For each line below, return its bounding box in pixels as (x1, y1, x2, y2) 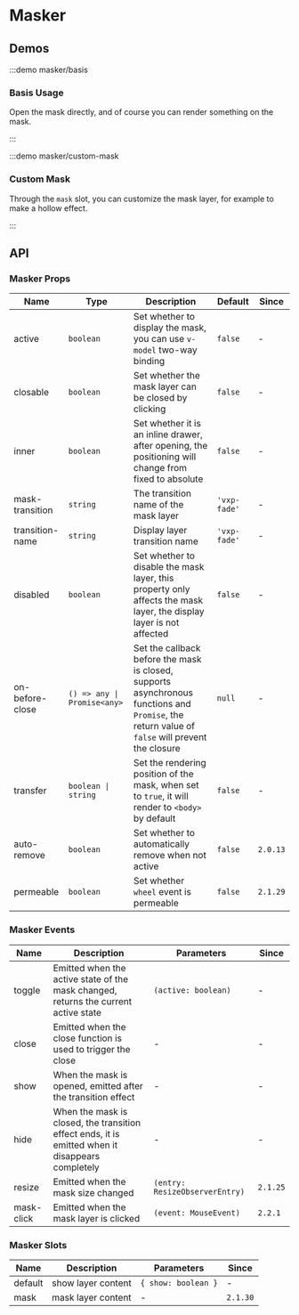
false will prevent (133, 731, 207, 743)
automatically (133, 838, 190, 850)
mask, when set (133, 779, 199, 791)
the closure (133, 743, 181, 755)
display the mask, (133, 321, 207, 334)
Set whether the (133, 369, 200, 382)
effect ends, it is (53, 1127, 120, 1140)
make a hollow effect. (9, 202, 88, 214)
